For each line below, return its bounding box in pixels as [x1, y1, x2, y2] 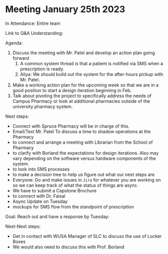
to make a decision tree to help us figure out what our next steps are [12, 171, 155, 178]
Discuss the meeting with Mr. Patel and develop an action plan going [12, 50, 155, 56]
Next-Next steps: [5, 223, 41, 229]
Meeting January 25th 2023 [5, 4, 125, 15]
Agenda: [5, 39, 23, 46]
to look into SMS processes [12, 166, 70, 172]
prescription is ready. [20, 66, 65, 72]
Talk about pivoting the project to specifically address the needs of [12, 93, 152, 99]
